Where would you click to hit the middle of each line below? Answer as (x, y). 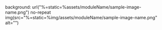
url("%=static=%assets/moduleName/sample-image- (87, 7)
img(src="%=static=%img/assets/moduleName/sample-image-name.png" (81, 17)
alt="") (12, 23)
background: (18, 7)
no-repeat (41, 12)
